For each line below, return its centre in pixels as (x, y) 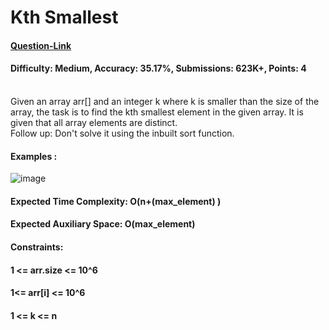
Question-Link (41, 45)
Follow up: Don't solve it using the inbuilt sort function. (122, 133)
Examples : (34, 156)
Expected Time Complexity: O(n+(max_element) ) (116, 201)
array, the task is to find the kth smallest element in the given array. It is (157, 112)
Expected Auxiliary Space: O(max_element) (103, 224)
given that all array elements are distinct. (94, 122)
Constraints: (37, 247)
